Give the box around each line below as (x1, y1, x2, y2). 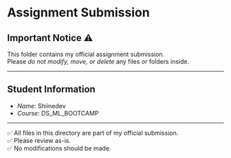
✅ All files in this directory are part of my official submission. (7, 129, 179, 137)
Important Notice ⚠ (7, 32, 93, 44)
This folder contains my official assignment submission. (7, 50, 165, 58)
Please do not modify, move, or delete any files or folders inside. (7, 57, 190, 66)
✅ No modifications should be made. (7, 144, 111, 152)
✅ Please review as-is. (7, 136, 71, 144)
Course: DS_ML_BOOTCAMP (16, 109, 99, 117)
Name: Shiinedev (16, 101, 67, 110)
